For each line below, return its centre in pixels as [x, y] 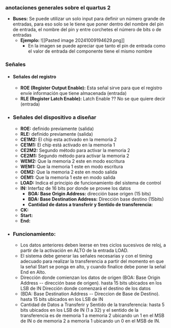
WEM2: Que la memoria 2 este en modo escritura [72, 161]
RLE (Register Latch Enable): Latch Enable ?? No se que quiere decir [93, 99]
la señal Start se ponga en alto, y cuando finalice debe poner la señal [93, 267]
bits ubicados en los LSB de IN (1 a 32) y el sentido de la [79, 310]
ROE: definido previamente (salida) [57, 129]
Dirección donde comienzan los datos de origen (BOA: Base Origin [90, 277]
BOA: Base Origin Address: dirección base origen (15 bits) [90, 193]
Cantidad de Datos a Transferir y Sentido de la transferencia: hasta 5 [92, 305]
